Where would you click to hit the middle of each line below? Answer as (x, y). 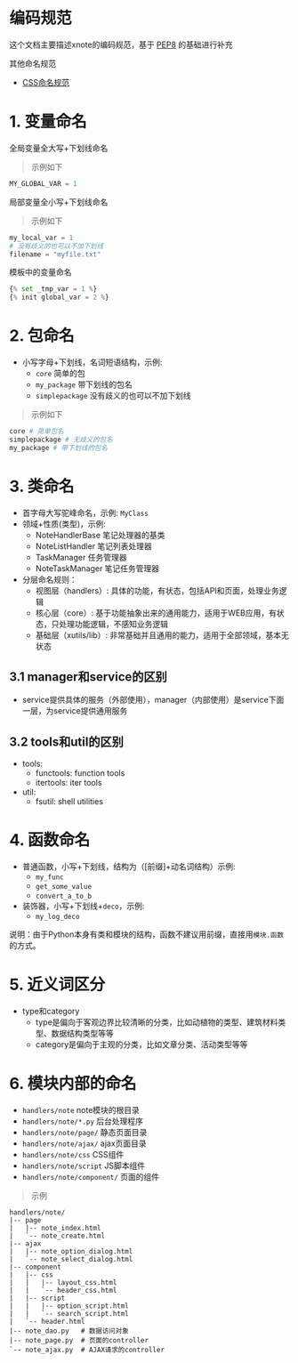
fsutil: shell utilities (69, 802)
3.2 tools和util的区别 (67, 742)
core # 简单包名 (36, 431)
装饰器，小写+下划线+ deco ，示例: (83, 906)
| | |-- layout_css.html (63, 1283)
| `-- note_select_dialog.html (71, 1260)
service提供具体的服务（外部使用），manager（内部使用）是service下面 (153, 700)
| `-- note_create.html (57, 1236)
